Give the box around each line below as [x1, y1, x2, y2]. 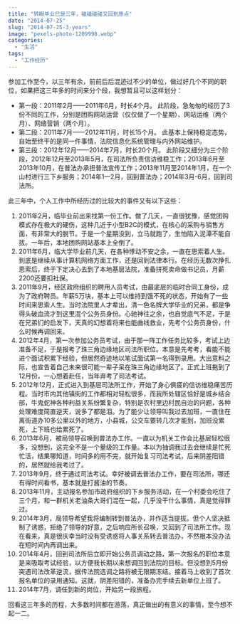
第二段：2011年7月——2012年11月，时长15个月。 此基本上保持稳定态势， [18, 127, 231, 136]
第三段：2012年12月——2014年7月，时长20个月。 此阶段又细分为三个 [18, 145, 223, 154]
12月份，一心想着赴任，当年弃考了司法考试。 [18, 371, 150, 380]
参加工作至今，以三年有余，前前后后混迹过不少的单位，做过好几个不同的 [8, 77, 220, 85]
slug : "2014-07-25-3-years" [8, 23, 92, 31]
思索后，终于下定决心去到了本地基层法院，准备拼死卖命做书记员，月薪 [18, 265, 225, 273]
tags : [8, 51, 24, 58]
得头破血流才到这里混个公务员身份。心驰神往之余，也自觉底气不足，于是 [18, 309, 231, 317]
